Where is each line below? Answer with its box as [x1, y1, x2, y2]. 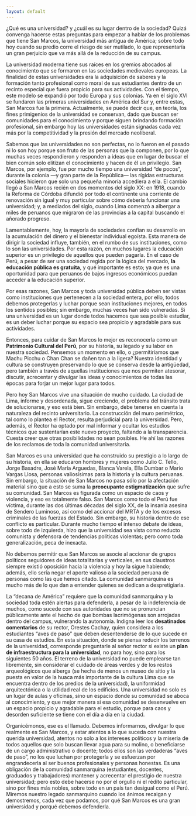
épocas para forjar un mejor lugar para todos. [6, 380, 116, 387]
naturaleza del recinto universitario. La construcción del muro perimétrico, [6, 409, 185, 416]
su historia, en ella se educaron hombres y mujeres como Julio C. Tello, [6, 458, 178, 465]
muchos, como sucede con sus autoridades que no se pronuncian [6, 605, 166, 612]
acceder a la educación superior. [6, 276, 85, 283]
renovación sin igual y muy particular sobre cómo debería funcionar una [6, 197, 180, 204]
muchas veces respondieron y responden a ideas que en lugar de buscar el [6, 153, 188, 160]
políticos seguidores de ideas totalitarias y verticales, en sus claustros [6, 556, 176, 563]
